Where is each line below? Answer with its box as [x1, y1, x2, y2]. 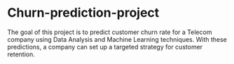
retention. [7, 50, 35, 58]
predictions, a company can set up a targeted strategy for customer [7, 42, 203, 51]
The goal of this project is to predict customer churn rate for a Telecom [7, 28, 212, 36]
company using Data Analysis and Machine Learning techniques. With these [7, 35, 228, 43]
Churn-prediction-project [7, 5, 160, 21]
